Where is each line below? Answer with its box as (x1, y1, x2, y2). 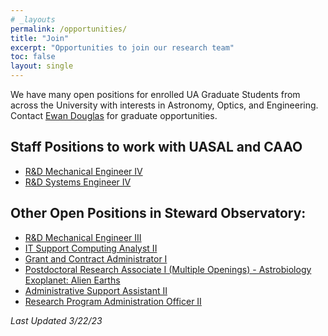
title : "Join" (10, 33, 70, 43)
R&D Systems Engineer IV (24, 176, 132, 188)
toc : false (10, 52, 56, 62)
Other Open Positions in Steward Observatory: (10, 205, 307, 222)
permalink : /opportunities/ (10, 24, 128, 34)
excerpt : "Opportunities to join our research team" (10, 42, 235, 53)
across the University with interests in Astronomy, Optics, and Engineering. (10, 99, 319, 111)
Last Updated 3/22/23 (10, 314, 103, 326)
